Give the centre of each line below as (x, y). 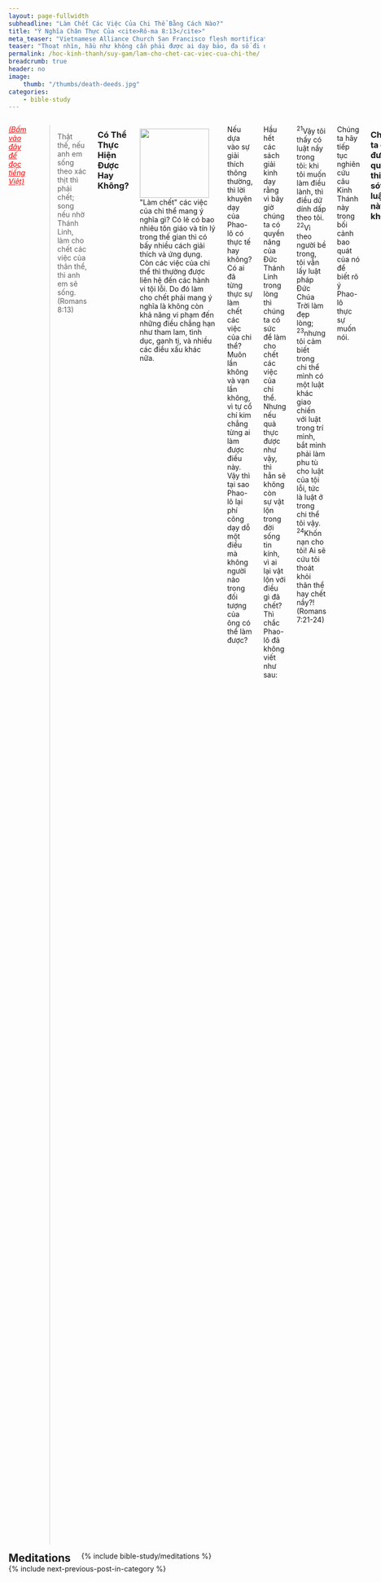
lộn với (275, 580)
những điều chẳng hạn (177, 323)
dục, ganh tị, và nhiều (176, 341)
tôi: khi (308, 165)
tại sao (238, 485)
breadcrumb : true (38, 62)
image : (20, 77)
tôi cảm (309, 341)
